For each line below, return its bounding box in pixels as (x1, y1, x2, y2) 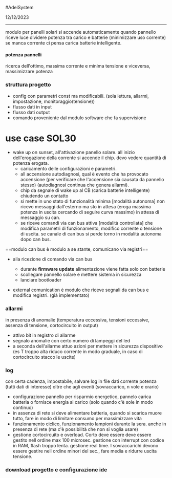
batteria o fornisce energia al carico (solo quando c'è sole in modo (12, 399, 153, 405)
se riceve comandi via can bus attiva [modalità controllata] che (20, 220, 153, 226)
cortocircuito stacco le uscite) (12, 354, 76, 360)
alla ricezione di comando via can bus (12, 256, 93, 263)
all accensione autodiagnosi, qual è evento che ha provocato (20, 171, 148, 177)
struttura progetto (5, 81, 51, 89)
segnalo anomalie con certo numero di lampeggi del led (12, 337, 131, 343)
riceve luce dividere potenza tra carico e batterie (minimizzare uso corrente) (5, 34, 166, 40)
